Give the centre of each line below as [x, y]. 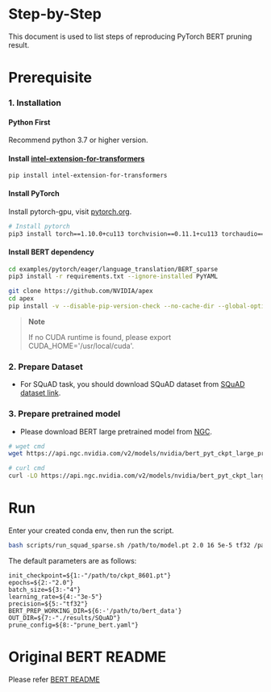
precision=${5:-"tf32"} [48, 604]
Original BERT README [88, 657]
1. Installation [35, 103]
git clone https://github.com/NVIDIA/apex [81, 291]
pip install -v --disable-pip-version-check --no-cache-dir [112, 306]
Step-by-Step [55, 14]
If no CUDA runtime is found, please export [100, 337]
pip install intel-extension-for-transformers [88, 176]
